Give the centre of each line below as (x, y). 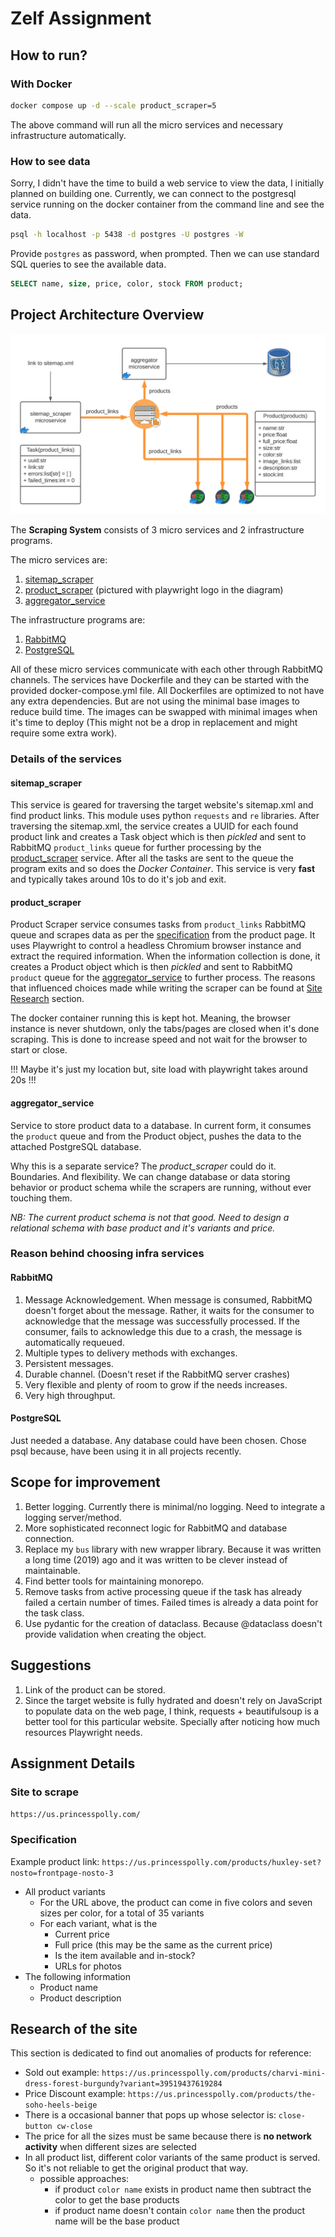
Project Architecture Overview (107, 315)
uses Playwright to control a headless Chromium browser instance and (156, 946)
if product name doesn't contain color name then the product (180, 2211)
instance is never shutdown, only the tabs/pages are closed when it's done (165, 1029)
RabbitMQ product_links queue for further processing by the (136, 848)
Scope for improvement (85, 1482)
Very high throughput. (70, 1395)
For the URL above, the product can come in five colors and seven (176, 1902)
